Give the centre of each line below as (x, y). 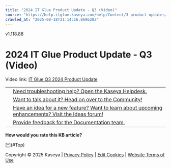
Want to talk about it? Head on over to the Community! (78, 100)
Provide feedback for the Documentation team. (69, 123)
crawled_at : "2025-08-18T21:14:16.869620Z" (52, 19)
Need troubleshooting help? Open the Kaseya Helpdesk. (80, 91)
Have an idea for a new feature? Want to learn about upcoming (88, 108)
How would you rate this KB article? (44, 135)
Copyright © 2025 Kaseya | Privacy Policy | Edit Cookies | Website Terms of (85, 155)
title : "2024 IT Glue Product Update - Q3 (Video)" (61, 10)
